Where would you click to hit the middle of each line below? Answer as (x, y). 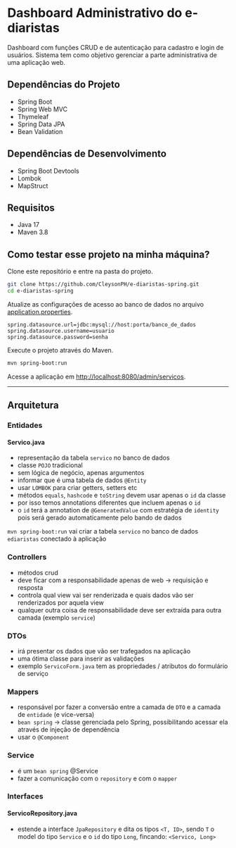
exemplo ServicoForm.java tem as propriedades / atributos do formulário (123, 666)
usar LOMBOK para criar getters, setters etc (77, 488)
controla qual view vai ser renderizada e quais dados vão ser (106, 595)
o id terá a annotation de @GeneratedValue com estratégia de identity (118, 510)
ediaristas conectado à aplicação (57, 539)
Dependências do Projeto (64, 85)
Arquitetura (33, 406)
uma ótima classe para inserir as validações (81, 658)
